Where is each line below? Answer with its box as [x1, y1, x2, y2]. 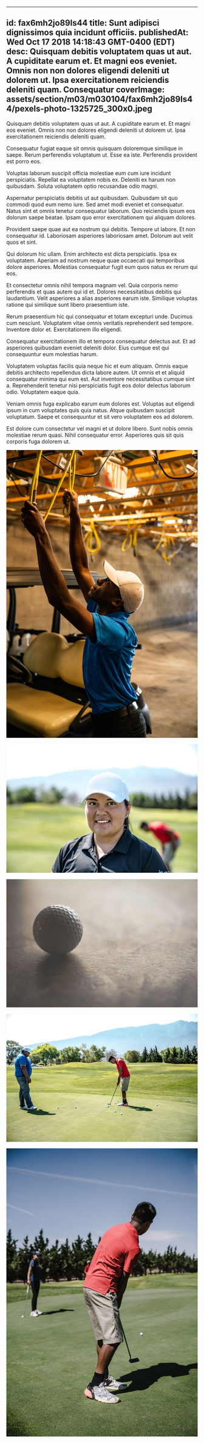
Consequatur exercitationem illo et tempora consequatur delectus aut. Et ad [6, 337, 196, 345]
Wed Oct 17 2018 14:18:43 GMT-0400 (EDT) [6, 37, 175, 48]
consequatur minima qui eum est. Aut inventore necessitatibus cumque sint [6, 375, 195, 382]
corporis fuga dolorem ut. [6, 437, 70, 445]
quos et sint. [6, 238, 38, 246]
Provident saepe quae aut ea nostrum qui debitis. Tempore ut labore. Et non [6, 225, 195, 232]
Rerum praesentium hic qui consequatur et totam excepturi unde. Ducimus [6, 312, 193, 320]
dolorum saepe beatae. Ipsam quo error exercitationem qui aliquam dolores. [6, 213, 196, 221]
